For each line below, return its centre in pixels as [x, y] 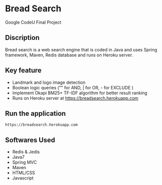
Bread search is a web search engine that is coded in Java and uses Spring [81, 49]
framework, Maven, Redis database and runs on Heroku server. [69, 55]
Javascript [23, 178]
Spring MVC [25, 162]
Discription [22, 38]
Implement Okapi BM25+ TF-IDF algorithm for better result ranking [80, 93]
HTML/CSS [24, 173]
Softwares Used [30, 140]
